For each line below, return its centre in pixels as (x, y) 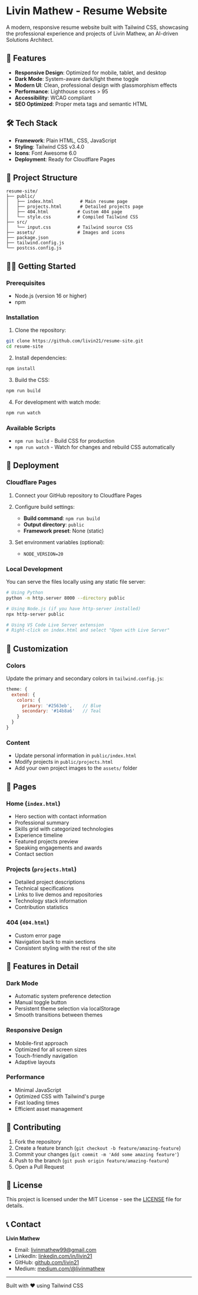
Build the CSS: (32, 380)
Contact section (34, 853)
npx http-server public (35, 614)
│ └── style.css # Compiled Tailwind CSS (72, 217)
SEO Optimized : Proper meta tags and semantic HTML (81, 104)
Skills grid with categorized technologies (64, 829)
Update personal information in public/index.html (75, 756)
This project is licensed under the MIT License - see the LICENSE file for (94, 1199)
